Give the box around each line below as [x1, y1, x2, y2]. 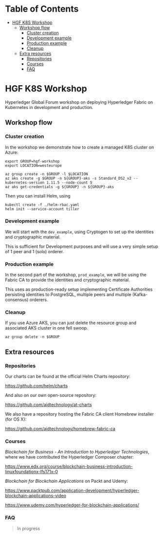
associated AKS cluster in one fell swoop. [5, 325, 89, 331]
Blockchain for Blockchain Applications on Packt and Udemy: [5, 478, 128, 484]
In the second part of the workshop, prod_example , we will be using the [5, 272, 147, 278]
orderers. [29, 297, 48, 303]
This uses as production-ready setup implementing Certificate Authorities [5, 286, 153, 293]
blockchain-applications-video [5, 493, 67, 499]
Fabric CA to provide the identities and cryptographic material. [5, 277, 130, 283]
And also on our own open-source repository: [5, 392, 96, 398]
